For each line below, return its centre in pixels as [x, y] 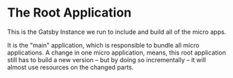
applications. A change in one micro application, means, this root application [116, 52]
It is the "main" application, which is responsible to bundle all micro [103, 45]
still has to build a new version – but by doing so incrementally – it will [107, 59]
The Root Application [70, 13]
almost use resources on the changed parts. [71, 67]
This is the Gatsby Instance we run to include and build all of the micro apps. [117, 32]
